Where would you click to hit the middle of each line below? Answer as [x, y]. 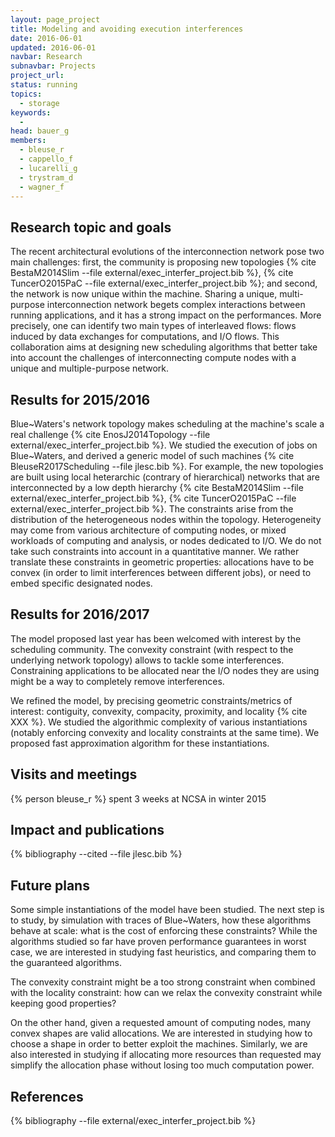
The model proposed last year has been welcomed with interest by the [156, 638]
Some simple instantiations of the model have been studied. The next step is [167, 910]
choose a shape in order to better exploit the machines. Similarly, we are [159, 1044]
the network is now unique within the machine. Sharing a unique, [144, 294]
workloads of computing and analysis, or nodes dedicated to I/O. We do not [166, 540]
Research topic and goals [91, 227]
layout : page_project [55, 19]
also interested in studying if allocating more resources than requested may [166, 1055]
